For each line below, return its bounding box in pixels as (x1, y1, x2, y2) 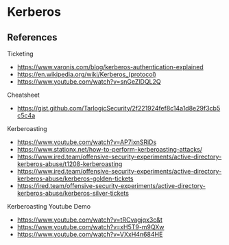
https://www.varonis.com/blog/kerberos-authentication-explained (16, 63, 204, 71)
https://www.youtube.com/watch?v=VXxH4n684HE (16, 231, 163, 238)
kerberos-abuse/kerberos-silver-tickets (16, 189, 129, 197)
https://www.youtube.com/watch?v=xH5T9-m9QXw (16, 223, 165, 231)
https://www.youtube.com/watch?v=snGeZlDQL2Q (16, 78, 161, 86)
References (7, 32, 58, 43)
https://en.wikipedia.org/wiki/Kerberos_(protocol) (16, 70, 156, 78)
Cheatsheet (7, 91, 40, 99)
